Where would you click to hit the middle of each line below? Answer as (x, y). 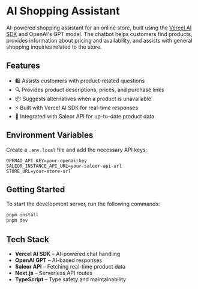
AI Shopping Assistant (63, 11)
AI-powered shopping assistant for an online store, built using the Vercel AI (99, 28)
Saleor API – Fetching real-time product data (70, 266)
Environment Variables (50, 135)
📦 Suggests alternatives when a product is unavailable (83, 99)
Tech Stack (28, 239)
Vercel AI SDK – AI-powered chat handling (67, 254)
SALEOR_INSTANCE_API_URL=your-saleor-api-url (64, 166)
